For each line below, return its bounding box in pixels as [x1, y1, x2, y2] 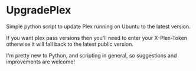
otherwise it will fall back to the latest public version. [6, 40, 134, 48]
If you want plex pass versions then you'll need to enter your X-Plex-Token [6, 34, 188, 41]
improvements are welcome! [6, 58, 76, 65]
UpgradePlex [6, 4, 71, 17]
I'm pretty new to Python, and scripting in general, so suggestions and [6, 52, 177, 59]
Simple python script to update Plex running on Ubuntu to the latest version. [6, 23, 191, 30]
